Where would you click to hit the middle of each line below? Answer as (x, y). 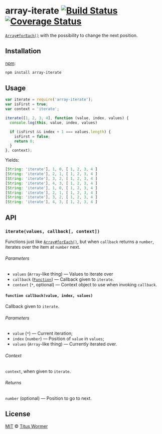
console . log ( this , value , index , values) (54, 123)
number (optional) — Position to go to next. (48, 398)
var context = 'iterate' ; (32, 109)
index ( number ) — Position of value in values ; (58, 339)
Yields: (12, 160)
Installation (23, 51)
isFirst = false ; (32, 136)
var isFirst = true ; (27, 104)
